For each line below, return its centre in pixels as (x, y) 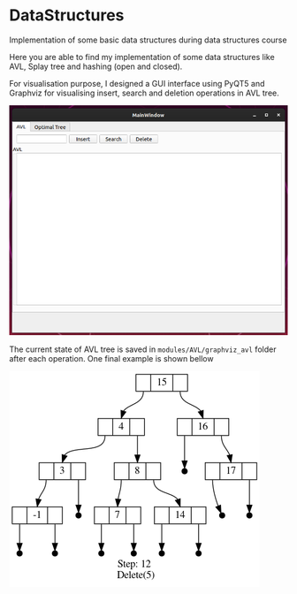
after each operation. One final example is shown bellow (111, 359)
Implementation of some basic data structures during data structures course (148, 40)
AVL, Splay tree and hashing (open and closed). (96, 66)
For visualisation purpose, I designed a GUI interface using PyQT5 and (137, 83)
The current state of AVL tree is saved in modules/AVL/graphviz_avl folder (143, 349)
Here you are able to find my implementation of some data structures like (142, 57)
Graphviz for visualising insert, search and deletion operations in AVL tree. (145, 93)
